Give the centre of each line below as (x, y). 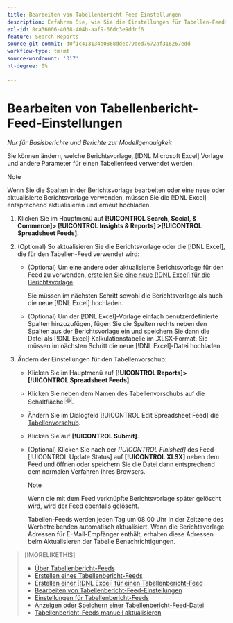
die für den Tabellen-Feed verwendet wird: (78, 254)
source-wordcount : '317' (43, 59)
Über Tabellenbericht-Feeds (75, 568)
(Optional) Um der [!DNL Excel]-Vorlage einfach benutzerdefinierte (123, 316)
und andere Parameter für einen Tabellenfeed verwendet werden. (101, 163)
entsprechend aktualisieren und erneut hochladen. (79, 205)
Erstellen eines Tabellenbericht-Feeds (89, 575)
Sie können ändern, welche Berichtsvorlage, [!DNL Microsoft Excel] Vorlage (115, 155)
